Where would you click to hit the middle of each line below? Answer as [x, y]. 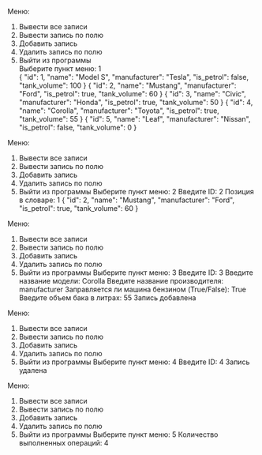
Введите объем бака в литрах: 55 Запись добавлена [107, 298]
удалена [33, 370]
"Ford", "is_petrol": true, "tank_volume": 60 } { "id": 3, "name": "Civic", [132, 94]
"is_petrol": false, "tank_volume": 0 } [78, 127]
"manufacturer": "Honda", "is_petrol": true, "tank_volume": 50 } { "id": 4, [136, 102]
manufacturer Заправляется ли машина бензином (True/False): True [132, 289]
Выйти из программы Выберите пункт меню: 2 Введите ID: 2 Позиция [136, 192]
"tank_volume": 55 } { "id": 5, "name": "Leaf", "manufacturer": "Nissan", [135, 119]
